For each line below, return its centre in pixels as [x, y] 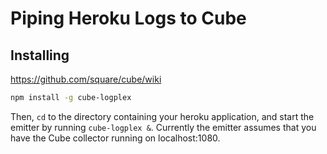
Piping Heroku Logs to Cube [128, 18]
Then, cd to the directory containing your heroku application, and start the [162, 116]
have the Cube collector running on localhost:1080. [115, 138]
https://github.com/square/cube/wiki [86, 79]
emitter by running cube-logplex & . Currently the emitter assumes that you [163, 127]
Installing [40, 55]
